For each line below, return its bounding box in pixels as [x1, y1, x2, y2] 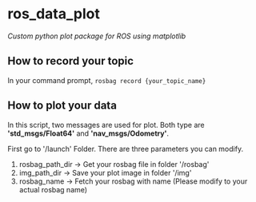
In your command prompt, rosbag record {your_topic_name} [7, 75, 206, 85]
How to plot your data [7, 99, 118, 113]
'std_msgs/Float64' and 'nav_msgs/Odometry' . [7, 129, 170, 138]
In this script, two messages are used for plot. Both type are [7, 120, 205, 129]
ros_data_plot [7, 5, 101, 23]
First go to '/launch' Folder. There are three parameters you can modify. [7, 144, 244, 153]
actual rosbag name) [18, 184, 88, 194]
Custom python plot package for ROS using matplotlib [7, 31, 186, 41]
